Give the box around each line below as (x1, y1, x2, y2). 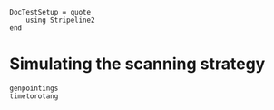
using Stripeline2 (25, 15, 95, 25)
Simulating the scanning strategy (9, 54, 266, 75)
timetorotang (9, 91, 59, 101)
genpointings (9, 84, 59, 93)
